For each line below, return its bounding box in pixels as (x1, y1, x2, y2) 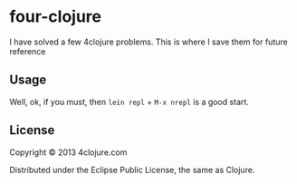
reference (9, 45, 46, 56)
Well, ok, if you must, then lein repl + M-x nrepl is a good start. (9, 96, 249, 107)
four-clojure (9, 6, 102, 27)
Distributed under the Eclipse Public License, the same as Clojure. (9, 164, 255, 175)
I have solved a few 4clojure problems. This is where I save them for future (9, 36, 288, 47)
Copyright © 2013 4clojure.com (9, 147, 128, 158)
